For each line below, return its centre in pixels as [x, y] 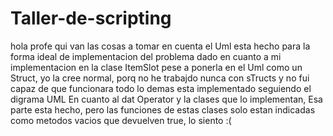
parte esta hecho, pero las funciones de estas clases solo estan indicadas [163, 109]
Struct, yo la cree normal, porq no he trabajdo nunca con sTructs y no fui [160, 78]
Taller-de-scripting [91, 18]
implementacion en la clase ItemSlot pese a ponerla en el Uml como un [156, 67]
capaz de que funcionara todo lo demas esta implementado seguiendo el [161, 88]
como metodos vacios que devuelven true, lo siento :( [121, 120]
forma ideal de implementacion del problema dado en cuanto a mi [146, 56]
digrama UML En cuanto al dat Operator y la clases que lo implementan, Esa [166, 99]
